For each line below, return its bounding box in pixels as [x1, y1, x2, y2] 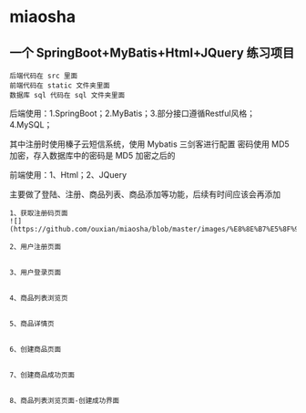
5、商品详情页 [9, 319, 55, 328]
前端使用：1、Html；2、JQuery [9, 170, 127, 180]
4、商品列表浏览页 [9, 294, 68, 303]
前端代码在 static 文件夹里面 [9, 81, 111, 90]
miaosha [9, 6, 76, 27]
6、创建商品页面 [9, 345, 62, 354]
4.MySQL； [9, 119, 53, 129]
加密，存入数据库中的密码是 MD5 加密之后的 [9, 150, 176, 160]
